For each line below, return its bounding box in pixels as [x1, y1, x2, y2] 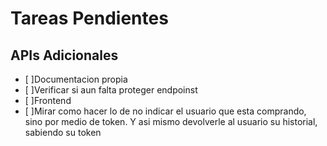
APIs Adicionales [10, 47, 119, 64]
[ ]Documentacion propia [24, 73, 128, 85]
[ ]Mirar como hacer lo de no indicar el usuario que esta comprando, [24, 105, 307, 117]
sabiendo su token [24, 127, 102, 138]
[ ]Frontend [24, 95, 72, 106]
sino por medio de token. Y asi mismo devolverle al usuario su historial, [24, 116, 318, 127]
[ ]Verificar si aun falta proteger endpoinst [24, 84, 198, 96]
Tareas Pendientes [10, 7, 169, 30]
